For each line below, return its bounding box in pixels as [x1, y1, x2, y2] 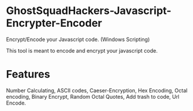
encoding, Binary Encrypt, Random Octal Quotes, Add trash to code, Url [6, 93, 180, 100]
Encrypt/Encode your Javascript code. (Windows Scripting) [6, 36, 150, 43]
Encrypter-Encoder [6, 16, 103, 30]
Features [6, 68, 50, 81]
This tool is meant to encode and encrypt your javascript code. [6, 47, 158, 54]
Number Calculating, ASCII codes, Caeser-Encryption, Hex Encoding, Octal [6, 86, 188, 94]
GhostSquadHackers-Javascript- [6, 4, 172, 18]
